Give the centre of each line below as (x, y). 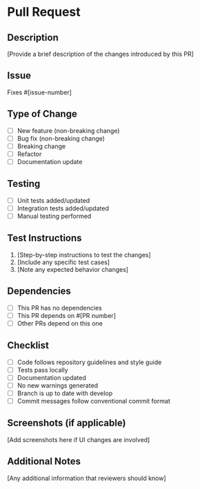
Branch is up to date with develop (65, 393)
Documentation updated (51, 377)
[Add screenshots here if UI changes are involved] (79, 439)
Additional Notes (44, 462)
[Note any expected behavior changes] (73, 269)
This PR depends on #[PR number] (66, 315)
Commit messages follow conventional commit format (93, 401)
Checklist (28, 346)
